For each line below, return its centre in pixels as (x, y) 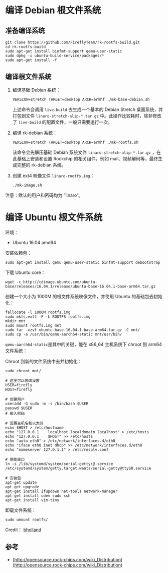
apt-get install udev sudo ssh (38, 496)
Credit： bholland (23, 530)
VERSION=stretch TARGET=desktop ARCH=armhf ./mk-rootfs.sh (75, 142)
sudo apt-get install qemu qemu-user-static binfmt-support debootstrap (83, 262)
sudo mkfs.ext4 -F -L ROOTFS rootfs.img (48, 317)
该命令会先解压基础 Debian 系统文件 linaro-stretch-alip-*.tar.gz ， (85, 152)
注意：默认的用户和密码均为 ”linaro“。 (44, 195)
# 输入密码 (15, 413)
